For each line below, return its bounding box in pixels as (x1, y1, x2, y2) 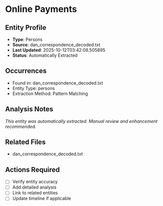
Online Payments (5, 3, 77, 15)
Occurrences (5, 67, 47, 75)
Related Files (5, 138, 46, 146)
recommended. (5, 123, 36, 129)
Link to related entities (12, 190, 58, 196)
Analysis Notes (5, 105, 54, 113)
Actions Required (5, 165, 60, 174)
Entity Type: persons (12, 85, 55, 91)
